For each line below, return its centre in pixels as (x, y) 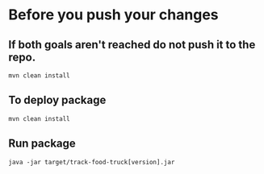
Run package (42, 144)
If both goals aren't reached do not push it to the (132, 45)
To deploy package (57, 100)
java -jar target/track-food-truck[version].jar (92, 162)
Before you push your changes (113, 15)
